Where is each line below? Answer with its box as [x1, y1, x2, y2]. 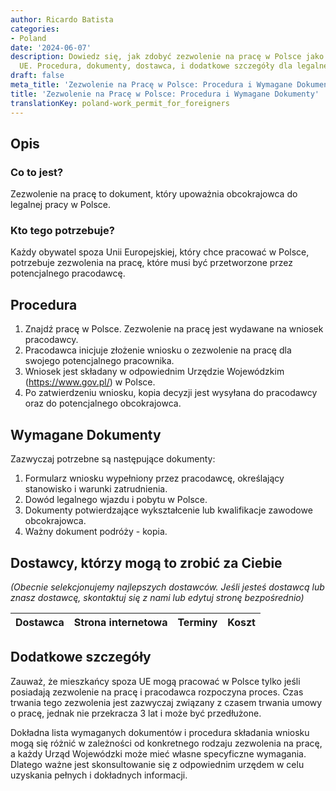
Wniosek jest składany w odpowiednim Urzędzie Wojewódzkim [24, 366, 285, 378]
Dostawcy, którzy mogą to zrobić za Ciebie [10, 554, 283, 571]
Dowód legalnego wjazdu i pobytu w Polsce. [24, 494, 208, 506]
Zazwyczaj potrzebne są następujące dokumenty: [10, 453, 216, 465]
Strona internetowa [73, 615, 168, 629]
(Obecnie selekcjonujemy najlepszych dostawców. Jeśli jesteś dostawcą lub [10, 581, 325, 593]
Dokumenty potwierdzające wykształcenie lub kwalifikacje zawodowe [24, 504, 313, 516]
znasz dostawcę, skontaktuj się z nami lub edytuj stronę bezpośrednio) [10, 591, 305, 603]
